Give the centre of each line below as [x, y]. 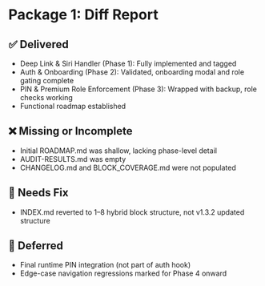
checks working [46, 97]
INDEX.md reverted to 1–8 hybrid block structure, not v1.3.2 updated [132, 212]
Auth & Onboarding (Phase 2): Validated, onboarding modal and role [132, 72]
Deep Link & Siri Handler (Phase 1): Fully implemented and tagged [128, 63]
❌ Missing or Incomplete [70, 131]
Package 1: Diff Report [83, 15]
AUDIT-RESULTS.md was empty [73, 159]
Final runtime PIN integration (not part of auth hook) [105, 265]
